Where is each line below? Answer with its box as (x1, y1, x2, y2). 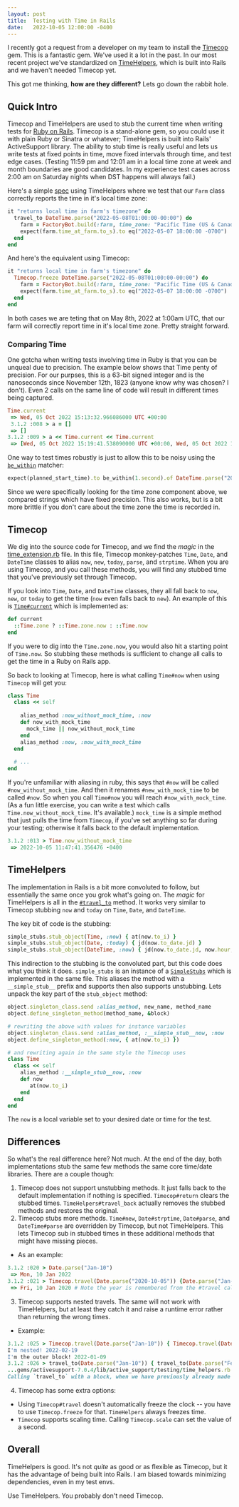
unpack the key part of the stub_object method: (7, 989, 148, 998)
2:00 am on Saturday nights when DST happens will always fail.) (7, 173, 196, 181)
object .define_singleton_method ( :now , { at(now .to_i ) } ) (7, 1036, 180, 1043)
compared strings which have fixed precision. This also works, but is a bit (7, 495, 223, 504)
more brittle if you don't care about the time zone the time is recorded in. (7, 503, 221, 511)
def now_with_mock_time (20, 719, 91, 726)
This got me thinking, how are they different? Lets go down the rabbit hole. (7, 80, 229, 89)
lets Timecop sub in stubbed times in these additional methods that (17, 1229, 215, 1238)
